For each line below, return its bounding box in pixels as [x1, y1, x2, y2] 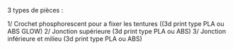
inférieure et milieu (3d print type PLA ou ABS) [7, 35, 143, 43]
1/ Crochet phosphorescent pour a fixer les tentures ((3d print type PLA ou [7, 20, 225, 27]
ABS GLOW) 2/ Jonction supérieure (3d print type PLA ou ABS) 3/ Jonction [7, 27, 227, 35]
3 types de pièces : [7, 6, 64, 14]
